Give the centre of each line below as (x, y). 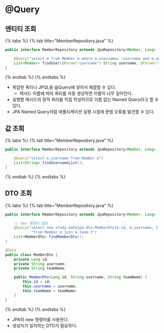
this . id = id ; (37, 282)
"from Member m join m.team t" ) (64, 232)
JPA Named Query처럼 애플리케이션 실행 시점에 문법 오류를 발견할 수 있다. (83, 111)
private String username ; (40, 264)
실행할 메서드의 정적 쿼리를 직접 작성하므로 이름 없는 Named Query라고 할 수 (85, 99)
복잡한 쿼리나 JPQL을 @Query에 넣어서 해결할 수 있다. (64, 87)
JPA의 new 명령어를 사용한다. (41, 319)
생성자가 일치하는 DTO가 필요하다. (45, 325)
